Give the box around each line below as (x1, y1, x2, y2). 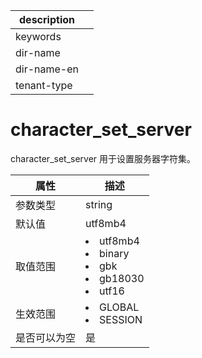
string (85, 197, 113, 211)
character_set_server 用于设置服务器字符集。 (10, 152, 197, 164)
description (19, 13, 75, 26)
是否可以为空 (15, 330, 77, 344)
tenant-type (15, 79, 73, 92)
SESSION (99, 312, 143, 326)
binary (99, 246, 130, 260)
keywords (15, 30, 62, 43)
